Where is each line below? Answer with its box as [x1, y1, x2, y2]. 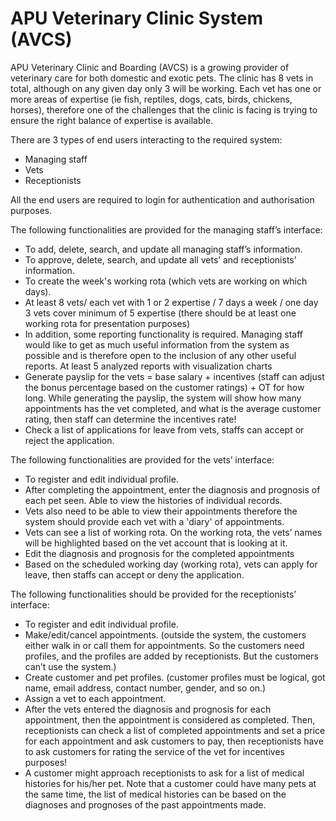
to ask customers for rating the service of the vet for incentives [24, 745, 285, 757]
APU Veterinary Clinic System [10, 7, 263, 30]
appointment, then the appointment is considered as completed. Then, [24, 713, 316, 726]
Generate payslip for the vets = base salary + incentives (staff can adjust [24, 370, 325, 382]
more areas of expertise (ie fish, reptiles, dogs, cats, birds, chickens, [10, 93, 293, 105]
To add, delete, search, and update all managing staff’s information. [24, 243, 303, 255]
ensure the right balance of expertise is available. [10, 114, 214, 126]
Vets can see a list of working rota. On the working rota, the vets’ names [24, 526, 323, 538]
